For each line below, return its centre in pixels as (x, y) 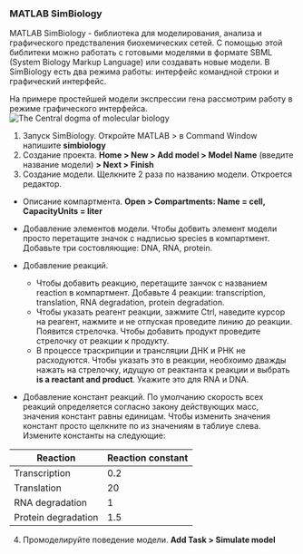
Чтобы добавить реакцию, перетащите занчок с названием (151, 283)
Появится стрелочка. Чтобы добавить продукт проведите (148, 331)
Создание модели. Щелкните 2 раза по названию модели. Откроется (157, 174)
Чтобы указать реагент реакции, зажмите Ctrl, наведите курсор (161, 312)
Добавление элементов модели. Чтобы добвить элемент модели (150, 228)
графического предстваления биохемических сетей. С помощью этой (146, 43)
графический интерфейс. (58, 82)
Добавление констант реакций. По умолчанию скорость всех (143, 397)
